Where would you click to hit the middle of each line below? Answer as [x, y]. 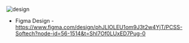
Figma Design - [34, 21]
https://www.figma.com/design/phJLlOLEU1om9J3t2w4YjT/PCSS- [99, 27]
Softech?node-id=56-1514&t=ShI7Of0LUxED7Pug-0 [80, 33]
